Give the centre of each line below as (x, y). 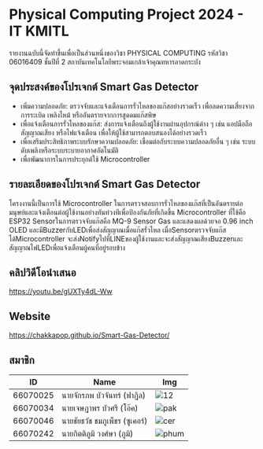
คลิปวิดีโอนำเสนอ (43, 272)
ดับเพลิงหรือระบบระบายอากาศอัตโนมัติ (69, 150)
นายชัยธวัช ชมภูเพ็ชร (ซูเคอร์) (105, 421)
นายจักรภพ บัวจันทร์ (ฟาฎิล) (104, 395)
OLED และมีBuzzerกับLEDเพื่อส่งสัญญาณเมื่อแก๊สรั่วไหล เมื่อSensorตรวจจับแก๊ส (118, 230)
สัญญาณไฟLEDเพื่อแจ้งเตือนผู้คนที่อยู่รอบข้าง (67, 247)
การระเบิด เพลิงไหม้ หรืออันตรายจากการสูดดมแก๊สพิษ (88, 115)
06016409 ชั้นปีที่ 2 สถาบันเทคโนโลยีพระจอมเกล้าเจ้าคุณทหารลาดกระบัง (105, 61)
